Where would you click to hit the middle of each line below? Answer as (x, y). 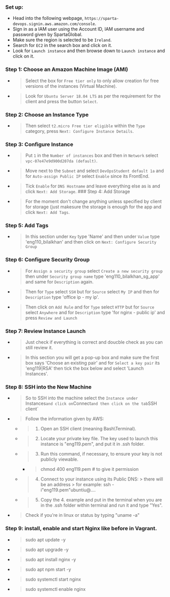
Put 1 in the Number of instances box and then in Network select (92, 156)
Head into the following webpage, (48, 18)
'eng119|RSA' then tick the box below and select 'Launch (84, 368)
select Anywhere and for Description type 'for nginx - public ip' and (95, 312)
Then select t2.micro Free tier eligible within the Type (85, 126)
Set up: (15, 7)
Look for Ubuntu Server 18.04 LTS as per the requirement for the (93, 96)
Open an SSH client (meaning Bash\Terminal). (88, 429)
